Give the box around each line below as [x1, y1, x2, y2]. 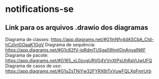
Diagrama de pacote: [5, 52, 49, 58]
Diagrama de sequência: [45, 42, 96, 48]
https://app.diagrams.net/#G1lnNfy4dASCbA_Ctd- [51, 36, 154, 42]
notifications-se [5, 3, 74, 15]
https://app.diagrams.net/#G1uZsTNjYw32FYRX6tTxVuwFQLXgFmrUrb [5, 68, 151, 74]
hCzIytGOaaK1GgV [5, 42, 44, 48]
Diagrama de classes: [5, 36, 50, 42]
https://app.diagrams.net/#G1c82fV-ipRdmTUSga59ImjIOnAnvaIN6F [5, 47, 146, 53]
